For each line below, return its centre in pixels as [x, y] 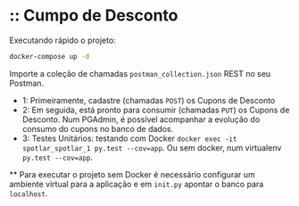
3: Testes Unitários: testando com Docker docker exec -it [129, 138]
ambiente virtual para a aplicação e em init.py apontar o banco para [137, 184]
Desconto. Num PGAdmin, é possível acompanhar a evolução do [141, 119]
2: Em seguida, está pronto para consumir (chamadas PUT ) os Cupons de [156, 110]
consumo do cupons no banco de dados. [98, 128]
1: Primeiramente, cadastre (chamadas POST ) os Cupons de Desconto [149, 100]
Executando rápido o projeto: [62, 40]
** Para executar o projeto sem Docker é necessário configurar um [133, 174]
